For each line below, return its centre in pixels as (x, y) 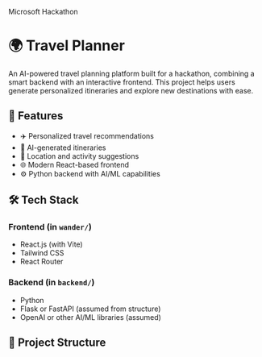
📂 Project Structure (57, 343)
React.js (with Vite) (51, 244)
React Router (42, 262)
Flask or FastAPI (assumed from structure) (90, 309)
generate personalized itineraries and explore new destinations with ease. (131, 90)
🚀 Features (36, 116)
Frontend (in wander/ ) (50, 227)
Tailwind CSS (42, 253)
